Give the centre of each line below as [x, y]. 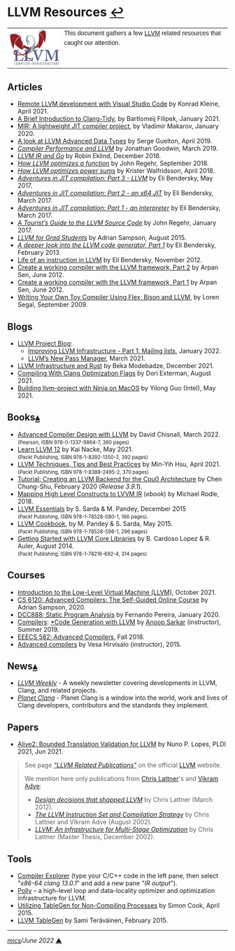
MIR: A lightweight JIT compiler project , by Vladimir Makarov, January [118, 126]
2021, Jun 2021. [40, 752]
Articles [25, 87]
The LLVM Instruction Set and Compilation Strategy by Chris [122, 815]
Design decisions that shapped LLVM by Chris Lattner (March [124, 800]
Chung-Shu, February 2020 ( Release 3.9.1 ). [80, 486]
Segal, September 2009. [52, 304]
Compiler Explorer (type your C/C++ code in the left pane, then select [118, 876]
